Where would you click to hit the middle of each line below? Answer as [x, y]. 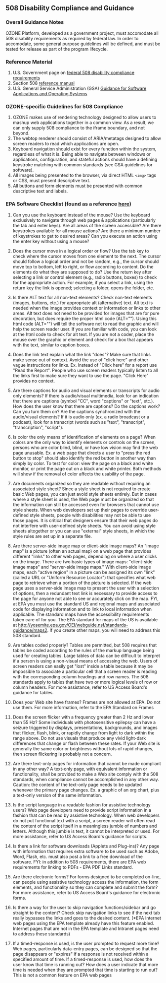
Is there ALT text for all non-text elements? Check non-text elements [82, 297]
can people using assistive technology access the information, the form [85, 882]
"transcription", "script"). [38, 427]
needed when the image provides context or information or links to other [87, 308]
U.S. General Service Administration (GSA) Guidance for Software [80, 88]
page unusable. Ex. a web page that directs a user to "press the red [81, 453]
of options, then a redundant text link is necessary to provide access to [85, 593]
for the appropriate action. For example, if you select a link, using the [83, 282]
